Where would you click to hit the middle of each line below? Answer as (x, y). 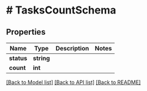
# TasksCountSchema (61, 10)
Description (72, 48)
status (18, 58)
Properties (26, 32)
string (41, 58)
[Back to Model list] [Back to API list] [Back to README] (73, 82)
